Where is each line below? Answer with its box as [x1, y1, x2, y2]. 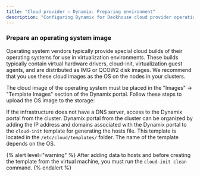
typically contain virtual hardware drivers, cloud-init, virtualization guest [6, 60, 183, 67]
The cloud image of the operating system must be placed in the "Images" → [6, 84, 192, 91]
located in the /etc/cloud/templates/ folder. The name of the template [6, 133, 179, 140]
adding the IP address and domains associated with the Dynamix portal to [6, 121, 187, 128]
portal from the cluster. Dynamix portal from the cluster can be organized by [6, 114, 193, 122]
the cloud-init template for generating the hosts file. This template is [6, 127, 177, 134]
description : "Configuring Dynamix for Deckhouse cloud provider [6, 14, 171, 20]
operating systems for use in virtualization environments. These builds [6, 54, 179, 61]
